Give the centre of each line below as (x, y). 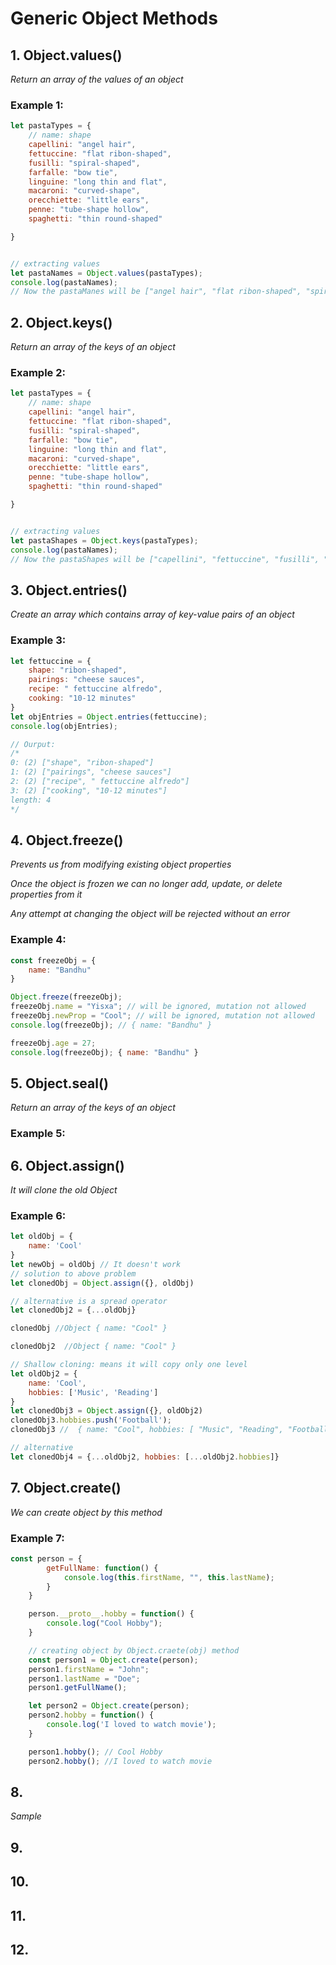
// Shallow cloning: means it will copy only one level (129, 1365)
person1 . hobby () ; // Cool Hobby (95, 1752)
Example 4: (38, 940)
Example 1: (37, 105)
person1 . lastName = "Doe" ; (84, 1678)
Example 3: (38, 640)
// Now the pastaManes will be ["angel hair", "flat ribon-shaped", (156, 292)
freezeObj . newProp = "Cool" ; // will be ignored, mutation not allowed (162, 1016)
